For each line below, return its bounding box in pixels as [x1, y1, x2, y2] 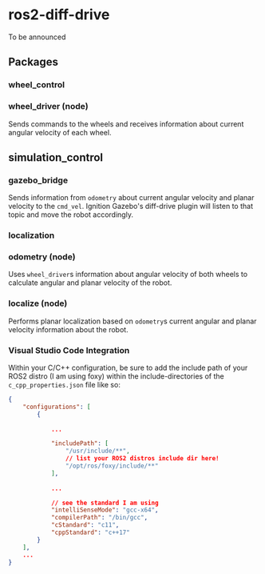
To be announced [8, 32, 66, 42]
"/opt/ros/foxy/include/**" [65, 462, 159, 470]
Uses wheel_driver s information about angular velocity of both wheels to [8, 270, 248, 279]
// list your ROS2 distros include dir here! [65, 455, 220, 463]
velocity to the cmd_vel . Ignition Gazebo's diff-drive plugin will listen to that [8, 202, 254, 211]
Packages [8, 55, 58, 69]
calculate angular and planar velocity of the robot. [8, 278, 172, 287]
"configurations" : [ [22, 403, 91, 411]
